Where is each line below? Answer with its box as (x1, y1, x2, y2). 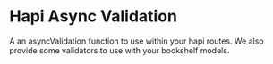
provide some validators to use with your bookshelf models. (9, 44, 230, 55)
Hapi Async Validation (9, 6, 177, 27)
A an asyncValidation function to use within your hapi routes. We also (9, 36, 264, 46)
